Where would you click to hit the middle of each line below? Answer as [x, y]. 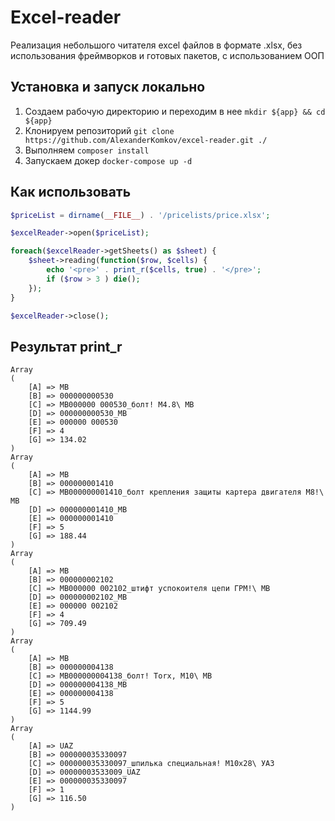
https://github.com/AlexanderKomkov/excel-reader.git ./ [146, 140]
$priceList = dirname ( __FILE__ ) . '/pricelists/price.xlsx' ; [140, 215]
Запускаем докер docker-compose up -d [108, 160]
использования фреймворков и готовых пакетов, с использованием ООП [167, 55]
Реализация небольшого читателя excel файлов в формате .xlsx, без [156, 45]
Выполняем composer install [87, 150]
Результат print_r [66, 346]
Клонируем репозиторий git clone [99, 130]
